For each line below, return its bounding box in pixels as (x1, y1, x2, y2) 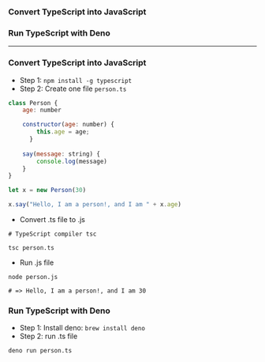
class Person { (8, 99, 58, 107)
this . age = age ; (36, 128, 90, 136)
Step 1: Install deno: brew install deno (19, 323, 146, 333)
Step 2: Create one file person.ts (19, 84, 127, 93)
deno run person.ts (8, 347, 73, 355)
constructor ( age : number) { (22, 121, 114, 129)
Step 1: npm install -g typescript (19, 75, 132, 85)
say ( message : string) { (22, 149, 101, 158)
